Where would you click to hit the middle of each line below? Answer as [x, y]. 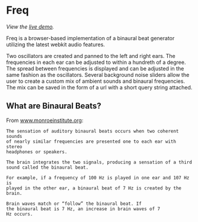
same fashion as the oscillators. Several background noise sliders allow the [98, 75]
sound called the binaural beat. [47, 167]
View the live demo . [30, 27]
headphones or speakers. [37, 152]
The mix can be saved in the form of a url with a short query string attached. [99, 87]
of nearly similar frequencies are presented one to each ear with [91, 141]
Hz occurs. [20, 214]
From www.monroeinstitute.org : [45, 120]
